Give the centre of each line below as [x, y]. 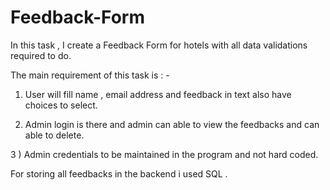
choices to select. [61, 105]
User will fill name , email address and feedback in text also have [158, 94]
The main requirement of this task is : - [90, 75]
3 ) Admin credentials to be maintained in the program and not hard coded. [164, 154]
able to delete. [54, 135]
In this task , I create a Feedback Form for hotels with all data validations [159, 45]
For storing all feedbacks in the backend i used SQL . [119, 173]
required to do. [41, 55]
